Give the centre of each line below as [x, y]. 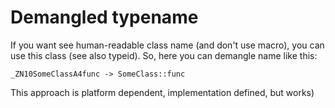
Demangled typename [104, 17]
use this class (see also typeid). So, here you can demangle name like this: [164, 55]
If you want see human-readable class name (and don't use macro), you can [167, 45]
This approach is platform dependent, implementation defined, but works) [162, 92]
